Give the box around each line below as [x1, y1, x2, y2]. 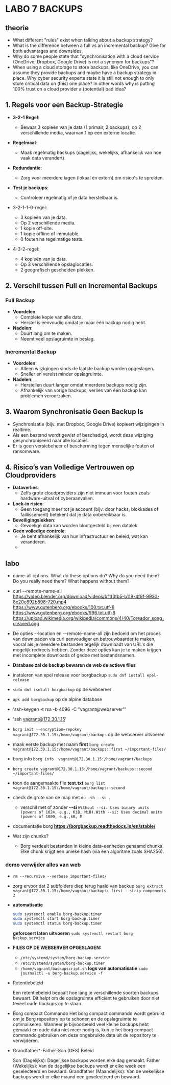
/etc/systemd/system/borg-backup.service [20, 956, 110, 961]
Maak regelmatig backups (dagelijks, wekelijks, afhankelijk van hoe [20, 149, 162, 155]
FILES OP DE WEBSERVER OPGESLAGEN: [12, 944, 102, 951]
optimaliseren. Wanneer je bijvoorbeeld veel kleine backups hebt [12, 1021, 149, 1028]
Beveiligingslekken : [12, 517, 56, 523]
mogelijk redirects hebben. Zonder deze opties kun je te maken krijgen [12, 647, 162, 653]
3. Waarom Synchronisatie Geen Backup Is [5, 408, 144, 416]
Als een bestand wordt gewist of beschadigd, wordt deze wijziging [12, 432, 153, 438]
